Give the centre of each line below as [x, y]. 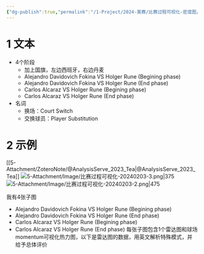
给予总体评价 [31, 244]
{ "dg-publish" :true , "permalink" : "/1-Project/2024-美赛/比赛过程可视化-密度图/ [103, 12]
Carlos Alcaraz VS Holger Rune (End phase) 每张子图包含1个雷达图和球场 [106, 229]
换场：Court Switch [49, 111]
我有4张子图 [22, 197]
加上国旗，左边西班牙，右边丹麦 [64, 69]
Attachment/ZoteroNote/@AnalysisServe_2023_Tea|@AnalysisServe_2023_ [101, 169]
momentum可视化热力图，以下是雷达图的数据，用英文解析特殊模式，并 [104, 237]
